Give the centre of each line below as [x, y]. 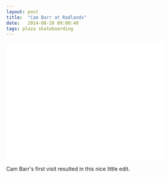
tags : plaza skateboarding [40, 28]
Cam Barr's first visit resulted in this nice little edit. [68, 169]
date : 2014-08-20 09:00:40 [42, 23]
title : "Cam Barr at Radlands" [46, 17]
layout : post [22, 12]
